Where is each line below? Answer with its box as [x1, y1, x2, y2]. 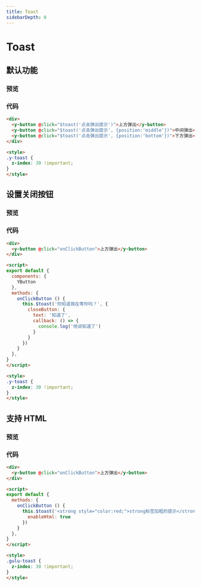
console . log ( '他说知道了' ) [38, 323, 101, 329]
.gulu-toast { [6, 558, 42, 564]
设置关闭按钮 [6, 189, 54, 200]
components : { [11, 273, 47, 280]
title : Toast [6, 8, 39, 15]
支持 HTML [6, 413, 47, 423]
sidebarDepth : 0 [6, 14, 47, 20]
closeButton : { [28, 307, 66, 313]
